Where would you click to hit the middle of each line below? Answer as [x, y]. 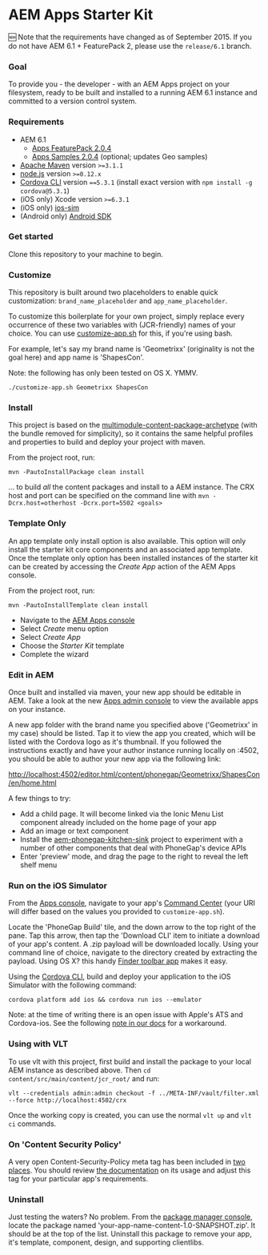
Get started [31, 236]
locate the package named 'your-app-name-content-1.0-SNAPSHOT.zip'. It [132, 1225]
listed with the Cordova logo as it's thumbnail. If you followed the [115, 742]
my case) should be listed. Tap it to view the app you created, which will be [132, 734]
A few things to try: [40, 798]
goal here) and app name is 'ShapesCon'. [76, 357]
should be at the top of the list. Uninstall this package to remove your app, [130, 1234]
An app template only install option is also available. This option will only [127, 541]
